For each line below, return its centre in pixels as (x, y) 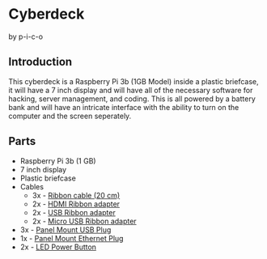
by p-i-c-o (25, 36)
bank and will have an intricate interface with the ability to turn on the (124, 107)
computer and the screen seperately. (70, 116)
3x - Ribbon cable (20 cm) (76, 195)
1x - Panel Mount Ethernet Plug (72, 238)
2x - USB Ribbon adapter (74, 212)
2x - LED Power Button (58, 247)
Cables (32, 186)
